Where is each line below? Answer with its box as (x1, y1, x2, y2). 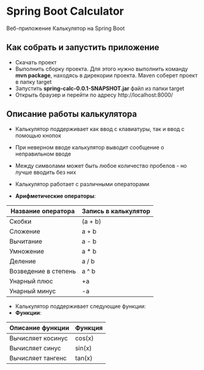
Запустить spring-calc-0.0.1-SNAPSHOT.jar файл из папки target (15, 85, 184, 92)
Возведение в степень (9, 266, 76, 275)
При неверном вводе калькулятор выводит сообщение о (15, 143, 164, 151)
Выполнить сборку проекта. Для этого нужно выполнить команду (15, 65, 188, 72)
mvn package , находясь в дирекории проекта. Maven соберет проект (15, 72, 198, 79)
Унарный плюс (9, 277, 53, 285)
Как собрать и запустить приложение (6, 42, 160, 53)
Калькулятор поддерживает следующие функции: (15, 302, 147, 310)
